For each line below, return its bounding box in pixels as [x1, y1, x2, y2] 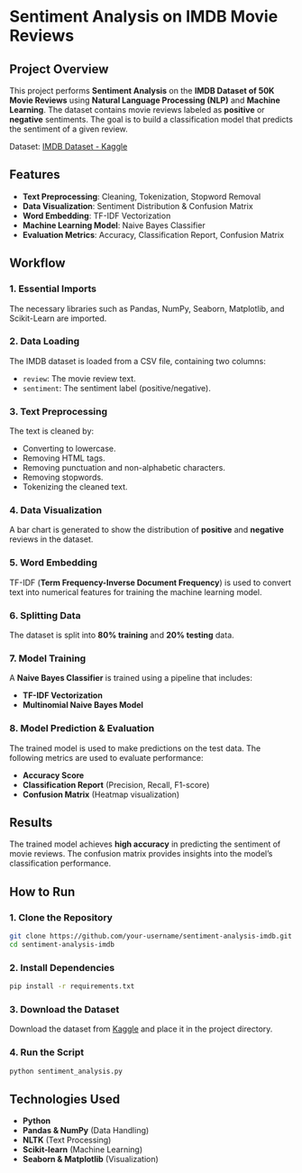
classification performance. [9, 858, 112, 869]
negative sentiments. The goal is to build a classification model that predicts [9, 115, 293, 124]
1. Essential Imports [9, 282, 97, 295]
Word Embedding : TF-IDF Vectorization [22, 210, 171, 221]
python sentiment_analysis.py [9, 1067, 124, 1076]
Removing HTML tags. [22, 453, 105, 463]
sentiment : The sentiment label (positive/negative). [22, 382, 212, 393]
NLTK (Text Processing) [22, 1134, 112, 1146]
